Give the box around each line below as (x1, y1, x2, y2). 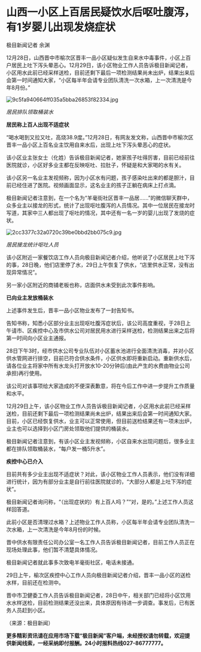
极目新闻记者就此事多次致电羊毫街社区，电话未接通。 (6, 559, 138, 566)
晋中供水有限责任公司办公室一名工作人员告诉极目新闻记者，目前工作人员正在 (6, 538, 195, 546)
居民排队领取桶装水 (6, 108, 54, 115)
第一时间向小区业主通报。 (6, 334, 69, 342)
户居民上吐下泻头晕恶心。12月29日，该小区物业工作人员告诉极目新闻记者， (6, 61, 191, 69)
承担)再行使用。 (6, 369, 45, 377)
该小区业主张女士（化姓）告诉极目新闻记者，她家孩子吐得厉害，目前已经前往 (6, 154, 195, 161)
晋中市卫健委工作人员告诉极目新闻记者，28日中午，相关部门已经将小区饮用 (6, 592, 191, 599)
